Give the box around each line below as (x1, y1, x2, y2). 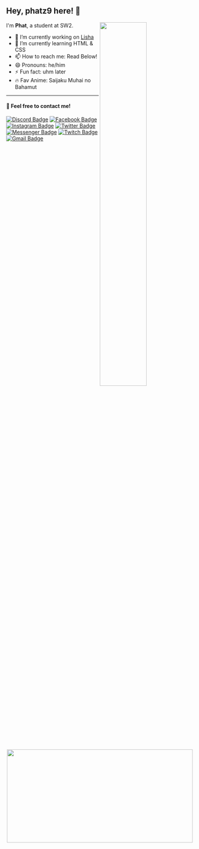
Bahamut (14, 83, 37, 90)
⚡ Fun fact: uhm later (14, 68, 67, 75)
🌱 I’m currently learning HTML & (14, 39, 93, 47)
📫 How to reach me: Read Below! (14, 53, 98, 60)
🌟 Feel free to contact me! (6, 103, 71, 110)
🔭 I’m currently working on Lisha (14, 33, 94, 41)
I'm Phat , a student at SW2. (6, 21, 74, 29)
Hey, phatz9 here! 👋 (6, 6, 81, 16)
